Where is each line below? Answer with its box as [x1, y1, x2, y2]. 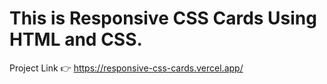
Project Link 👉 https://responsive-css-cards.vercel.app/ [9, 62, 244, 74]
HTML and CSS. [9, 28, 143, 51]
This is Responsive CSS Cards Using [9, 7, 317, 30]
